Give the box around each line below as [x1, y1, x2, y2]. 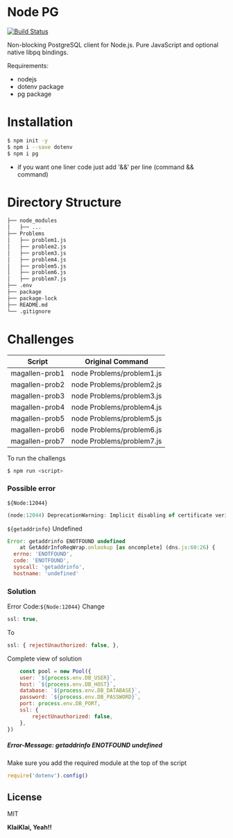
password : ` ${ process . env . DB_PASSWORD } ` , [19, 693, 141, 701]
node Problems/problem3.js [71, 391, 162, 401]
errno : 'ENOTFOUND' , [13, 551, 73, 558]
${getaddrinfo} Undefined [7, 524, 83, 533]
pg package [17, 90, 52, 98]
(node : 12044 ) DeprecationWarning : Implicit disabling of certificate [7, 512, 213, 519]
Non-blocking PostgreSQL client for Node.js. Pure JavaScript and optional [7, 40, 218, 49]
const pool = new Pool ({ [19, 668, 92, 675]
